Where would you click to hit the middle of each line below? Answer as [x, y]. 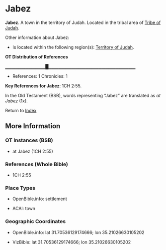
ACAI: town [24, 209]
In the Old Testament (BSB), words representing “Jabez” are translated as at [83, 95]
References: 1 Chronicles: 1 [40, 76]
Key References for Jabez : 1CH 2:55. [43, 86]
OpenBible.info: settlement [40, 199]
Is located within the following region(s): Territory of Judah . [73, 47]
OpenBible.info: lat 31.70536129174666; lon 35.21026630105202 [78, 232]
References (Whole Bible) [37, 164]
